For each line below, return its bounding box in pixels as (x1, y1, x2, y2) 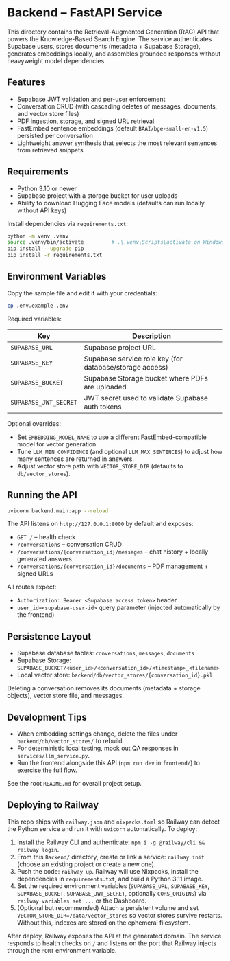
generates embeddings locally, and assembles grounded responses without (7, 49, 221, 58)
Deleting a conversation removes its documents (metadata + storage (7, 684, 201, 692)
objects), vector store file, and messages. (7, 692, 125, 700)
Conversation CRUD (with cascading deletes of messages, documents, (16, 102, 218, 111)
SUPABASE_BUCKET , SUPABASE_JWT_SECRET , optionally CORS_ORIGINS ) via (16, 889, 207, 897)
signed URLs (16, 569, 53, 578)
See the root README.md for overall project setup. (7, 780, 142, 788)
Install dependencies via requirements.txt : (7, 219, 128, 227)
